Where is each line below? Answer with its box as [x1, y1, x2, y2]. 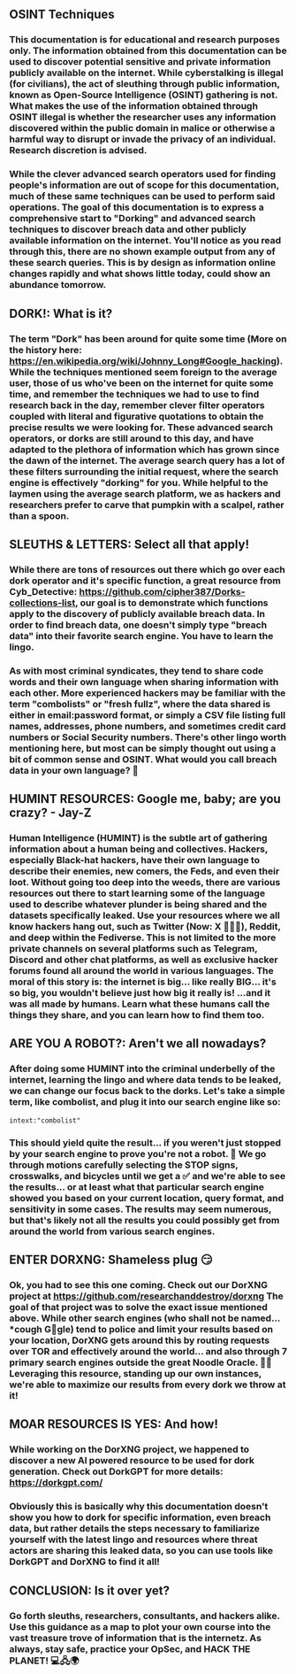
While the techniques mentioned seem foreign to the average [9, 366, 277, 378]
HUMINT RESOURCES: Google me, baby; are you [9, 791, 281, 806]
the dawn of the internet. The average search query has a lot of [9, 454, 285, 467]
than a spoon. [9, 509, 70, 521]
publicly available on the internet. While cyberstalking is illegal [9, 66, 285, 79]
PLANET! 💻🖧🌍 [9, 1655, 80, 1667]
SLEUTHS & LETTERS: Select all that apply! [9, 536, 250, 552]
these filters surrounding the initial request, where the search [9, 465, 279, 477]
